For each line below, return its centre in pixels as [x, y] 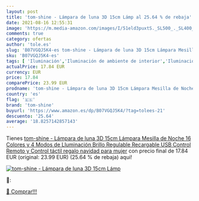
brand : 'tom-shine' [30, 105]
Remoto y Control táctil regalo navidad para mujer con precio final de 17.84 [97, 151]
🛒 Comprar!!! [22, 192]
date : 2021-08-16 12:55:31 [39, 22]
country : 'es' [24, 94]
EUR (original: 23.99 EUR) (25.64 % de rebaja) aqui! [69, 157]
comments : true [25, 34]
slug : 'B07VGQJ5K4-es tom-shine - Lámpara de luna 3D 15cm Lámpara [91, 50]
